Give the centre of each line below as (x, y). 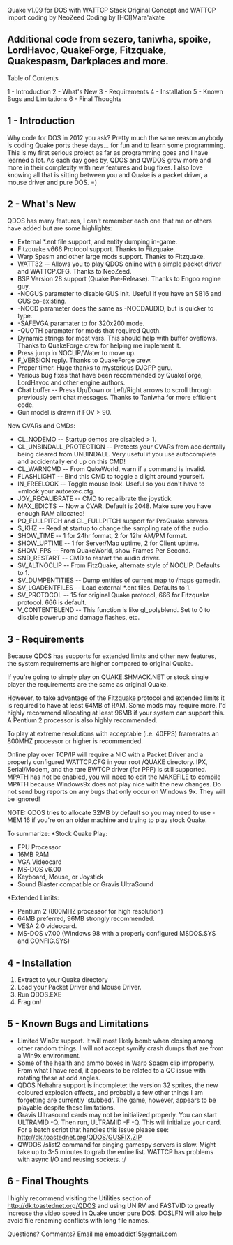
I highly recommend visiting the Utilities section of (79, 1198)
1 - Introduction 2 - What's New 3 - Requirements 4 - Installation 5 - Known (115, 91)
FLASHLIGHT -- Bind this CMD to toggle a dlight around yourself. (111, 477)
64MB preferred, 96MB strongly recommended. (86, 919)
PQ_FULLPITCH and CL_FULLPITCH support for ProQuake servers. (113, 521)
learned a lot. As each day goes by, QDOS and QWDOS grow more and (109, 160)
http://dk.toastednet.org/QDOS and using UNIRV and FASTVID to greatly (111, 1205)
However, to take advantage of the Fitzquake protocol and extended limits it (116, 698)
